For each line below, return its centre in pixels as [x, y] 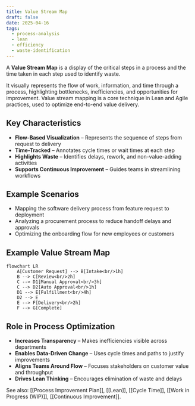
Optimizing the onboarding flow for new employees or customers [95, 234]
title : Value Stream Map [37, 12]
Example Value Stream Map [58, 252]
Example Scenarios [43, 194]
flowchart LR [22, 266]
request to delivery [38, 144]
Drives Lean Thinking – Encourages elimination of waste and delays [98, 379]
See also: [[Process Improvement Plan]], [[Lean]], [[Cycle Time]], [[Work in [98, 390]
